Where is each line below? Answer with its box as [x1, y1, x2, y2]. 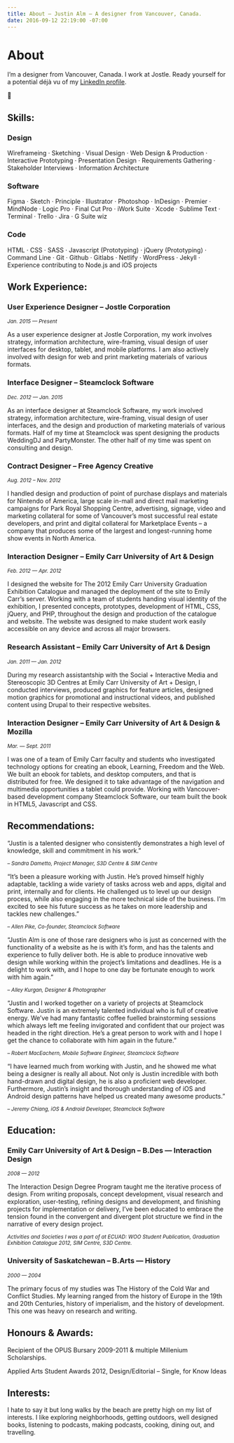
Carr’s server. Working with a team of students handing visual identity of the [7, 595, 227, 603]
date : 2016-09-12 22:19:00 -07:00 [7, 17, 109, 24]
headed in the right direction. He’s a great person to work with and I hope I [7, 1028, 222, 1037]
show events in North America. [7, 534, 97, 542]
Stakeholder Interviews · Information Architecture [7, 164, 149, 172]
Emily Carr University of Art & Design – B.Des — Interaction [7, 1146, 212, 1156]
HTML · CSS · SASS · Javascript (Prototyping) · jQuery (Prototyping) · [7, 245, 207, 254]
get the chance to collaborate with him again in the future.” [7, 1036, 177, 1044]
